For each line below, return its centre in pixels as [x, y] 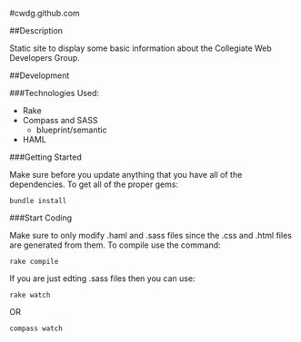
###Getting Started [45, 157]
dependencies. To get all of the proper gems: [94, 184]
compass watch [36, 328]
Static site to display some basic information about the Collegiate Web [141, 48]
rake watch [30, 295]
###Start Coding [41, 218]
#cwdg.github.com [45, 13]
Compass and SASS [60, 120]
